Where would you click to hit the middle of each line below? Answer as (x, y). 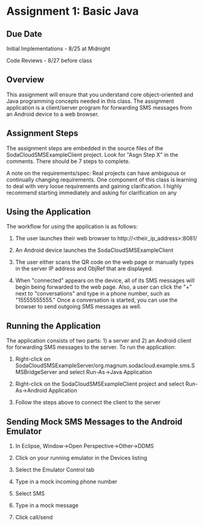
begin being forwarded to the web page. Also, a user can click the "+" (104, 287)
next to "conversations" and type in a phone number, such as (93, 294)
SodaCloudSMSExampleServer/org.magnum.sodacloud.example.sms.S (105, 365)
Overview (25, 80)
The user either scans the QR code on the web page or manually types (104, 262)
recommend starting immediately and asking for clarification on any (92, 192)
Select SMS (30, 494)
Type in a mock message (47, 505)
